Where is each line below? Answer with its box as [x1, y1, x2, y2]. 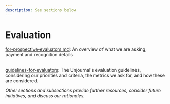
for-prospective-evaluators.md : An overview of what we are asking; [5, 46, 147, 52]
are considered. [5, 77, 38, 84]
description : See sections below [5, 7, 76, 13]
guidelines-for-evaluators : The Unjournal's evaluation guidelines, [5, 66, 141, 73]
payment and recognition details [5, 51, 73, 57]
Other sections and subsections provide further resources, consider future [5, 87, 161, 93]
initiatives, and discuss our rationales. [5, 92, 85, 99]
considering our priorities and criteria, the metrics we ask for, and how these [5, 72, 165, 78]
